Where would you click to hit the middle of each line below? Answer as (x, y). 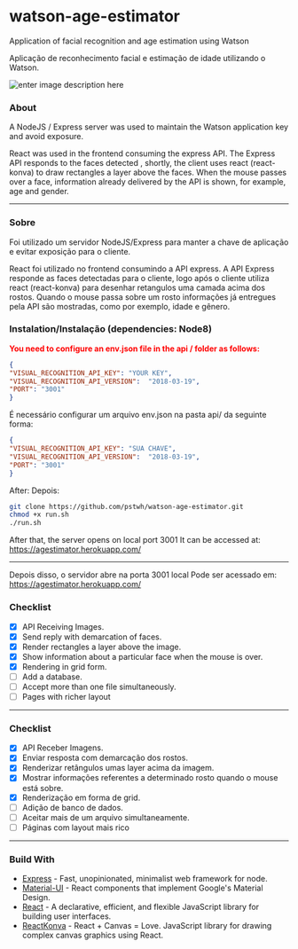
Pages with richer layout (66, 696)
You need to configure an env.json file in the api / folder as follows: (134, 349)
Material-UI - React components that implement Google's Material (142, 888)
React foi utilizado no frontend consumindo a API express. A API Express (142, 269)
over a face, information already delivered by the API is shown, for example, (148, 182)
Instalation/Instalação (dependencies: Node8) (111, 329)
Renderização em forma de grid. (81, 797)
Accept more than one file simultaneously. (99, 686)
